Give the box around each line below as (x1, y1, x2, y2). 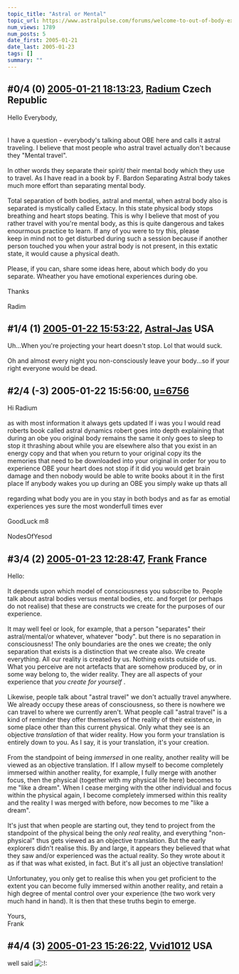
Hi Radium (7, 403, 38, 413)
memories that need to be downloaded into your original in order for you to (7, 457, 226, 465)
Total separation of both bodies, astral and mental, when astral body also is (7, 196, 228, 205)
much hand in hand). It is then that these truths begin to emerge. (7, 897, 196, 905)
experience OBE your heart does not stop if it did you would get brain (7, 464, 211, 473)
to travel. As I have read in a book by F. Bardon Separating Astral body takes (7, 174, 231, 182)
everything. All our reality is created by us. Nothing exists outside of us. (7, 655, 217, 663)
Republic (7, 94, 48, 107)
